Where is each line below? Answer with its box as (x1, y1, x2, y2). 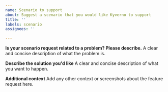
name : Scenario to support (5, 7, 63, 13)
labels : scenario (5, 21, 42, 27)
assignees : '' (5, 27, 36, 32)
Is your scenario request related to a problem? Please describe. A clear (5, 45, 158, 51)
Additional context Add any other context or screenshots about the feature (5, 76, 163, 82)
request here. (5, 81, 34, 87)
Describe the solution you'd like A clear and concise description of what (5, 60, 159, 66)
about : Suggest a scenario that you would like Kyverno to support (5, 12, 152, 17)
